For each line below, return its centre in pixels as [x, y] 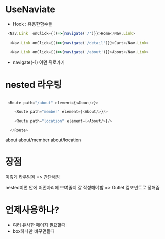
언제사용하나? [32, 210]
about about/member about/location [43, 140]
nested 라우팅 [34, 84]
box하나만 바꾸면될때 [34, 231]
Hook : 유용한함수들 [32, 24]
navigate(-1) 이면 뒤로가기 [39, 62]
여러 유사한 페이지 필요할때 [39, 225]
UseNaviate [30, 9]
